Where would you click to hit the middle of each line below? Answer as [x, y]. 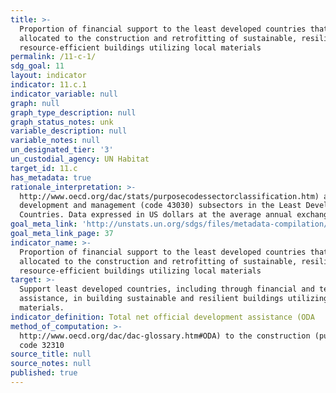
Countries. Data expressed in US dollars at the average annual [156, 215]
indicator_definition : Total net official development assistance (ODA [162, 317]
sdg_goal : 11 [37, 66]
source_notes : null [51, 364]
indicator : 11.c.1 [48, 85]
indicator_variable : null [64, 94]
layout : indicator [48, 76]
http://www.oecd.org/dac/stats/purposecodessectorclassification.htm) [169, 196]
